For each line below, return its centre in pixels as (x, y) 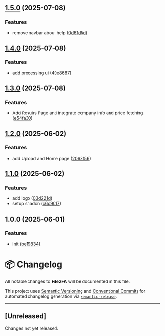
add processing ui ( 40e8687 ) (42, 73)
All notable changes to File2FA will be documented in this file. (68, 281)
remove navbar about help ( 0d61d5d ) (50, 33)
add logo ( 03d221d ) (32, 198)
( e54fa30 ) (22, 118)
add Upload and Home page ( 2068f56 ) (52, 158)
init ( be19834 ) (26, 244)
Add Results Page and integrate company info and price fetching (78, 113)
